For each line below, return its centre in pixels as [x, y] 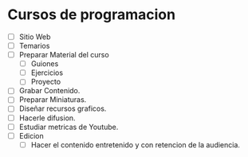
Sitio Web [35, 37]
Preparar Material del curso [64, 55]
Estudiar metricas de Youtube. [69, 127]
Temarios [34, 46]
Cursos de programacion [92, 15]
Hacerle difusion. [47, 118]
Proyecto [46, 82]
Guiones [45, 64]
